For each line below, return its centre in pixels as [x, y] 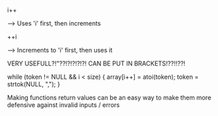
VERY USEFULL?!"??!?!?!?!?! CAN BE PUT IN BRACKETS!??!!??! [96, 64]
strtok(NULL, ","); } [34, 84]
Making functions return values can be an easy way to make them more [109, 97]
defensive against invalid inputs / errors [63, 105]
